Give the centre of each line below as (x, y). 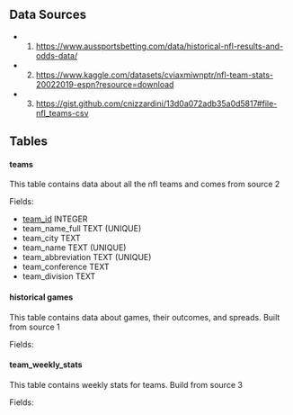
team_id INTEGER (55, 219)
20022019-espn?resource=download (105, 84)
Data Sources (48, 15)
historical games (41, 297)
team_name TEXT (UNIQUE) (74, 248)
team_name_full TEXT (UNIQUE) (82, 229)
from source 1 (35, 327)
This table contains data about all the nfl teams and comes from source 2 (145, 185)
